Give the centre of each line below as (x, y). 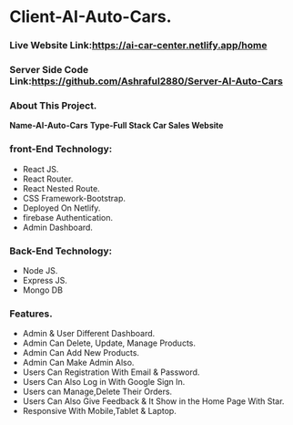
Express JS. (45, 280)
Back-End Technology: (61, 251)
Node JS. (40, 270)
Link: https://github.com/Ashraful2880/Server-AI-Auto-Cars (146, 81)
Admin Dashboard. (58, 227)
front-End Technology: (61, 150)
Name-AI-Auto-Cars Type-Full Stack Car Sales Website (116, 126)
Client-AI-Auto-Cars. (91, 17)
